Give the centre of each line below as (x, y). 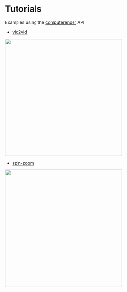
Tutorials (23, 9)
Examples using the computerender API (45, 22)
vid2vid (19, 32)
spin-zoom (23, 163)
